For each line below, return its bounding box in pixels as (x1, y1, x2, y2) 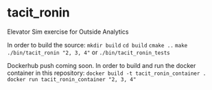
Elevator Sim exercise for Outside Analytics (7, 27, 129, 36)
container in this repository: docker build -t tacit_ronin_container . (7, 69, 207, 77)
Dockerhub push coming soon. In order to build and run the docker (7, 61, 196, 69)
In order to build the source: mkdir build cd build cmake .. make (7, 41, 188, 49)
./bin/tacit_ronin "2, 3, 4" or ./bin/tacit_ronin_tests (7, 48, 170, 56)
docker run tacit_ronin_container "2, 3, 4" (7, 76, 137, 83)
